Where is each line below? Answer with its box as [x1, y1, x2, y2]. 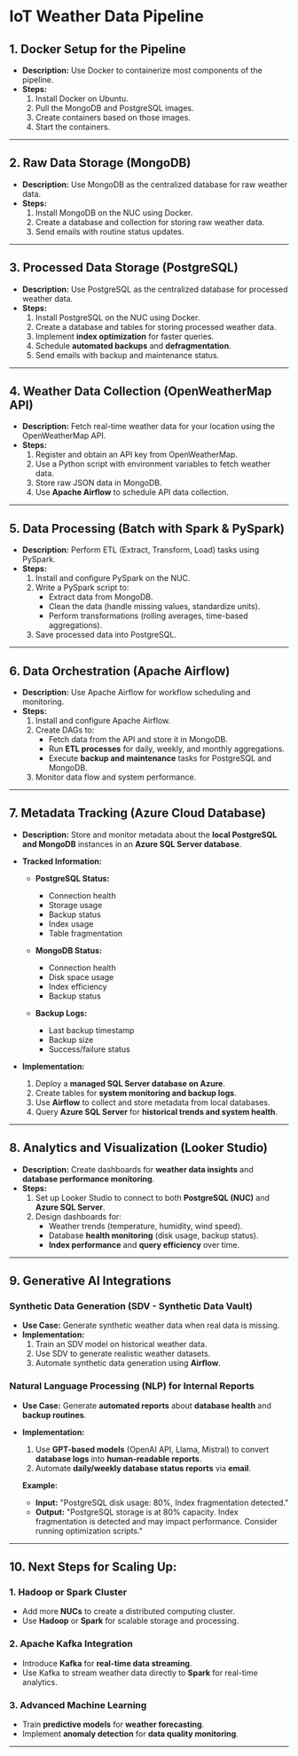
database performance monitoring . [21, 1173, 155, 1184]
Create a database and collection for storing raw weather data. [35, 216, 265, 227]
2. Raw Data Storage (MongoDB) [9, 155, 192, 170]
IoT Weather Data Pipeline [9, 6, 204, 27]
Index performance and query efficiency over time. [48, 1239, 240, 1250]
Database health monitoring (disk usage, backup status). [48, 1230, 259, 1241]
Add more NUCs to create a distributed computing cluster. [21, 1606, 235, 1617]
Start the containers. [35, 122, 111, 132]
